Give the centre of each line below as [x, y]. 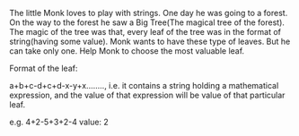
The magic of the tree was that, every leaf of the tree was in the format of [145, 32]
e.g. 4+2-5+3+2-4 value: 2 [59, 122]
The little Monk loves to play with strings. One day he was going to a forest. [149, 13]
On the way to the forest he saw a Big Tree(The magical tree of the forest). [147, 22]
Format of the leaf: [44, 68]
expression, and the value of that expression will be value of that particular [147, 95]
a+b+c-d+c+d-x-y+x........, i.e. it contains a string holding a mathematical [144, 85]
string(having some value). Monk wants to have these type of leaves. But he [150, 41]
